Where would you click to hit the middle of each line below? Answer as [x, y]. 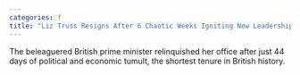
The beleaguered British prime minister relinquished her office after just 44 [147, 51]
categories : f [36, 17]
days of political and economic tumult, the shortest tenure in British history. [147, 61]
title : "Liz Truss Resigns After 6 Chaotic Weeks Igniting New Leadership [151, 26]
